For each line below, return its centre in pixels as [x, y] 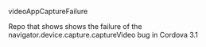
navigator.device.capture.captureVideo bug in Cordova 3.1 [103, 35]
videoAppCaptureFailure [48, 11]
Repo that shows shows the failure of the [75, 26]
